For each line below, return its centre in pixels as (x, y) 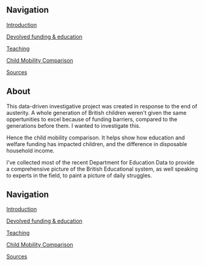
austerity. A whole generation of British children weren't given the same (97, 113)
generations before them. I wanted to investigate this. (73, 125)
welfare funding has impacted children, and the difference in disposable (97, 144)
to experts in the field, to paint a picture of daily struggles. (79, 175)
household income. (31, 150)
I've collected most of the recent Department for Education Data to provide (100, 162)
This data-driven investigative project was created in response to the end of (102, 106)
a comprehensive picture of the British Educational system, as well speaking (102, 169)
